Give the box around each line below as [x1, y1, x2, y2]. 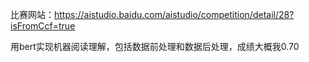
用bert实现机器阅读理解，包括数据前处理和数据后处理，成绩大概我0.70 [10, 41, 300, 52]
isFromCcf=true [10, 20, 76, 32]
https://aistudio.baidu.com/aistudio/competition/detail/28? [54, 9, 295, 20]
